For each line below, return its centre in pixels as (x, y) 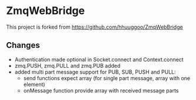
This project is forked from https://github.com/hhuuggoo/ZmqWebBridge (95, 27)
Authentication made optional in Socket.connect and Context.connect (99, 59)
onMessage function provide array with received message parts (101, 90)
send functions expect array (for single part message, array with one (107, 78)
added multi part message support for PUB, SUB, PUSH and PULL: (95, 72)
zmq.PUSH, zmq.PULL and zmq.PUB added (67, 65)
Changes (23, 45)
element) (34, 84)
